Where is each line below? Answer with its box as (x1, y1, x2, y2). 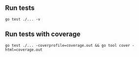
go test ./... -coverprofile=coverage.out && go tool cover (5, 43, 131, 48)
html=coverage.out (5, 47, 43, 52)
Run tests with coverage (5, 30, 81, 38)
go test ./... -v (5, 17, 41, 21)
